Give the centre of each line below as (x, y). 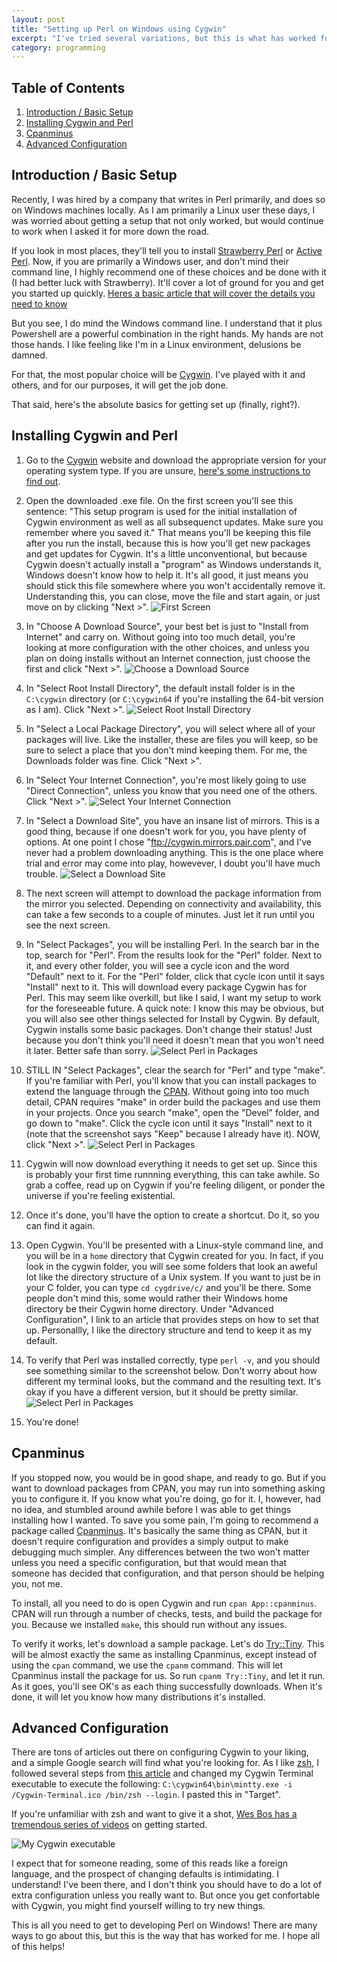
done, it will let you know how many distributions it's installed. (138, 1697)
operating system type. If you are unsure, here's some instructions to (168, 470)
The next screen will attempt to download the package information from (173, 893)
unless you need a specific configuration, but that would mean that (149, 1562)
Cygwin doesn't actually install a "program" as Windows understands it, (173, 564)
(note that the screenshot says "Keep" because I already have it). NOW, (173, 1133)
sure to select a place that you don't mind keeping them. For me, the (166, 750)
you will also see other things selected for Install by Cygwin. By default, (173, 1018)
